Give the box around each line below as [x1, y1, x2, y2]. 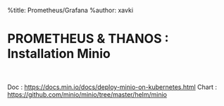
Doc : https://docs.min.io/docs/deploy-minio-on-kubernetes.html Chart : [7, 83, 217, 91]
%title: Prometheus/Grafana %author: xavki [7, 6, 134, 14]
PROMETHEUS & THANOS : [7, 31, 169, 47]
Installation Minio [7, 46, 111, 62]
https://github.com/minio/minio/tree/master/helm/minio [7, 90, 168, 98]
